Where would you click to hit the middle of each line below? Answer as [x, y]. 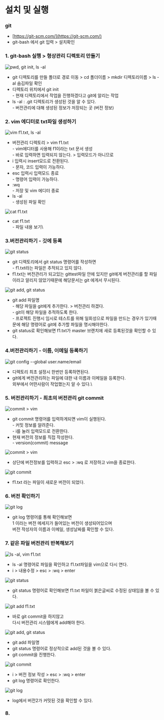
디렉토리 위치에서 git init [35, 89]
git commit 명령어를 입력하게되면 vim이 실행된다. [59, 419]
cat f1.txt [21, 221]
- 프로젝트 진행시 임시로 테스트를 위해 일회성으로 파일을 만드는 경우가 [78, 318]
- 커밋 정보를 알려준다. [34, 425]
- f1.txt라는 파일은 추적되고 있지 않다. [47, 268]
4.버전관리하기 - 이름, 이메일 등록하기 [47, 351]
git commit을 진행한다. [34, 654]
